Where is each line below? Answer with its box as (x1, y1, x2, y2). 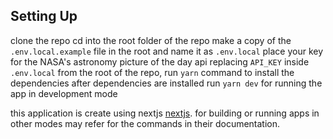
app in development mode (10, 87, 118, 99)
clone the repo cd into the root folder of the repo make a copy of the (10, 34, 292, 46)
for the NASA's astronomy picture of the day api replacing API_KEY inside (10, 55, 310, 68)
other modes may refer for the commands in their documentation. (10, 117, 281, 129)
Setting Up (10, 8, 78, 25)
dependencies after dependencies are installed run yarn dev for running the (10, 77, 323, 89)
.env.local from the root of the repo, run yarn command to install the (10, 66, 295, 78)
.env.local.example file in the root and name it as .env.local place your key (10, 45, 324, 57)
